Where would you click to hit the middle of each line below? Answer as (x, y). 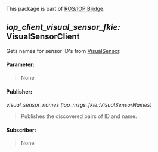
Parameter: (20, 64)
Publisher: (19, 91)
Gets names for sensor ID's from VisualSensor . (63, 51)
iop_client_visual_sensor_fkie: (63, 27)
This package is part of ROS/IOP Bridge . (56, 9)
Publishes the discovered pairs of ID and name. (79, 116)
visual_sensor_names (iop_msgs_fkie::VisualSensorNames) (79, 105)
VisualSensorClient (43, 37)
